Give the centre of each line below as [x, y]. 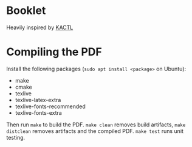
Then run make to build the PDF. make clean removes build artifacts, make [96, 125]
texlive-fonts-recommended [50, 106]
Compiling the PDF [54, 52]
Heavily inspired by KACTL [40, 27]
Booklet [26, 11]
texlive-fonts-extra [38, 112]
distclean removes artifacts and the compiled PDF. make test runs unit [95, 131]
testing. [16, 137]
